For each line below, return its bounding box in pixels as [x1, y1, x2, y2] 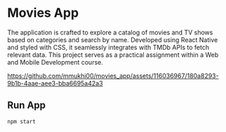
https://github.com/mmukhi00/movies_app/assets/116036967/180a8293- [7, 72, 219, 80]
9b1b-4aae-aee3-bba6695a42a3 [7, 79, 103, 87]
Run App [7, 100, 46, 112]
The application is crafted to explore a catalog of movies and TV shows [7, 28, 213, 37]
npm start [7, 118, 36, 125]
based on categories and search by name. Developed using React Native [7, 35, 218, 44]
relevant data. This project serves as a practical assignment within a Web [7, 51, 219, 59]
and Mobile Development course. [7, 58, 103, 66]
